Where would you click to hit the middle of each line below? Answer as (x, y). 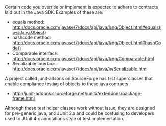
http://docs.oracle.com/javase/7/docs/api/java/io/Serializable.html (80, 69)
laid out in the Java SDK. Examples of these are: (54, 12)
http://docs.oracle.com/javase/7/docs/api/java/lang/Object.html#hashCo (86, 43)
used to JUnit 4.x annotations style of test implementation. (65, 118)
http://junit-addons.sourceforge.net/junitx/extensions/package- (77, 93)
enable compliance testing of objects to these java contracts (67, 84)
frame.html (24, 98)
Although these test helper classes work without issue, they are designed (80, 108)
